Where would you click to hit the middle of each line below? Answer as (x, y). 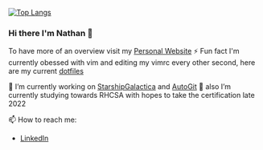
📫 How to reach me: (43, 120)
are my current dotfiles (46, 71)
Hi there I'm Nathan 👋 (51, 33)
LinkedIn (34, 138)
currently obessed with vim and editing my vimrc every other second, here (132, 63)
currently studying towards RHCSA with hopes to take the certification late (131, 95)
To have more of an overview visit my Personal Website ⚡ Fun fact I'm (124, 51)
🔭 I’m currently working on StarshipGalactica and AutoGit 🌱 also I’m (120, 87)
